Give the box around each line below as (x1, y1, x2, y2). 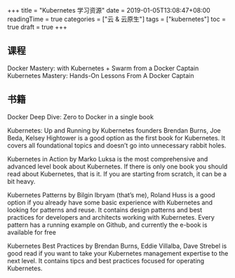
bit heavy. (7, 177, 36, 185)
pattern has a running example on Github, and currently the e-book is (7, 220, 208, 229)
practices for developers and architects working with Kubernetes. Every (7, 213, 215, 221)
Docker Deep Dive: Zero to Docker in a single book (7, 112, 154, 121)
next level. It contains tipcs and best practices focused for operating (7, 256, 205, 265)
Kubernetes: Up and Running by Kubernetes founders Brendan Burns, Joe (7, 126, 221, 135)
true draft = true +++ (7, 23, 68, 31)
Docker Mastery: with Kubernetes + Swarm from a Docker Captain (7, 64, 199, 72)
